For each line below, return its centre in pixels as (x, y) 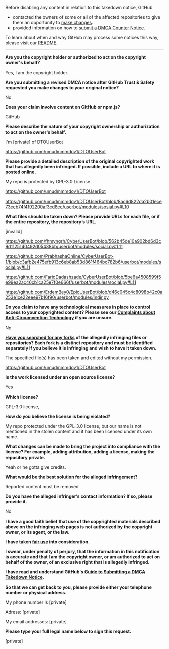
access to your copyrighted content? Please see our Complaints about (80, 312)
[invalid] (14, 232)
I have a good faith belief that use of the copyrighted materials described (83, 521)
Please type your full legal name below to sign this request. (68, 631)
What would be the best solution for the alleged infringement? (71, 477)
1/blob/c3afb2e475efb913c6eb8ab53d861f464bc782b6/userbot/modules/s (83, 262)
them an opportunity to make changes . (53, 22)
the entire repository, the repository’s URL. (51, 222)
